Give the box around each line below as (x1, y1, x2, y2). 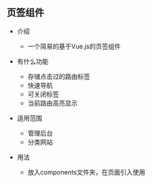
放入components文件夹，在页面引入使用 (27, 167, 146, 176)
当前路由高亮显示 (27, 99, 78, 107)
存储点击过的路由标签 (27, 72, 90, 80)
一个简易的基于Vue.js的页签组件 (27, 42, 121, 50)
